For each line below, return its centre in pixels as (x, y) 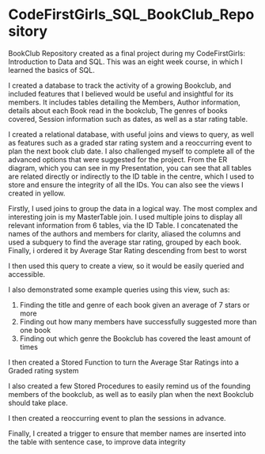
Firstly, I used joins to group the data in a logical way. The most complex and (133, 208)
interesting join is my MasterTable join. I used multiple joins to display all (125, 217)
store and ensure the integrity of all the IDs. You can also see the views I (126, 184)
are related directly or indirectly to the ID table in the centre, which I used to (131, 176)
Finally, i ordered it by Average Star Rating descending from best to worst (128, 250)
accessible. (27, 274)
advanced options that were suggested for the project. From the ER (118, 159)
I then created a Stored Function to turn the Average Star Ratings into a (124, 362)
